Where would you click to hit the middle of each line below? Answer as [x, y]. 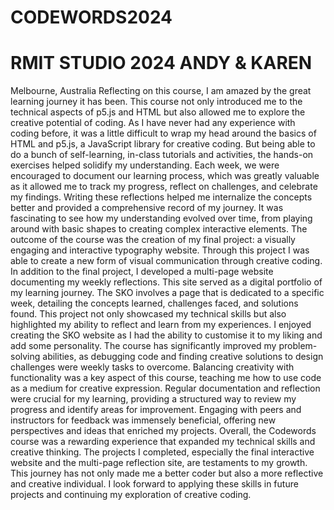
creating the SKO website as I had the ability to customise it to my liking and [166, 335]
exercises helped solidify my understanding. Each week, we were [145, 165]
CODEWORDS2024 [91, 17]
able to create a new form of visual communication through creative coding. [166, 261]
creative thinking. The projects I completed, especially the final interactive [162, 452]
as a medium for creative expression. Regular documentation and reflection [165, 388]
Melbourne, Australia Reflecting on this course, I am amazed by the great [161, 91]
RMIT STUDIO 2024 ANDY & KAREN [161, 63]
